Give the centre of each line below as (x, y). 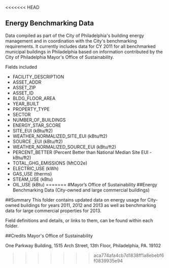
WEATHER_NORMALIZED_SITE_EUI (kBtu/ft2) (60, 136)
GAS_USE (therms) (32, 174)
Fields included (21, 67)
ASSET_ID (23, 93)
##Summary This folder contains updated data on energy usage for (76, 199)
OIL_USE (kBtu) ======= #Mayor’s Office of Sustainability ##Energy (85, 184)
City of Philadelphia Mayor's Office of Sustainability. (60, 57)
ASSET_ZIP (24, 87)
